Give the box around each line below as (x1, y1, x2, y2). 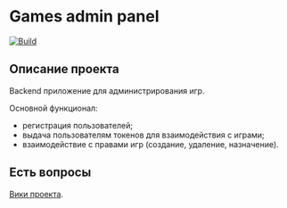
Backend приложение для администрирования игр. (9, 85, 205, 96)
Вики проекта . (9, 188, 64, 199)
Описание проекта (9, 62, 119, 77)
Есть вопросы (9, 165, 92, 180)
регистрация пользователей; (21, 120, 134, 130)
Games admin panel (9, 6, 160, 27)
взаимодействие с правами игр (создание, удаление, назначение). (21, 138, 279, 149)
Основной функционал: (9, 103, 98, 113)
